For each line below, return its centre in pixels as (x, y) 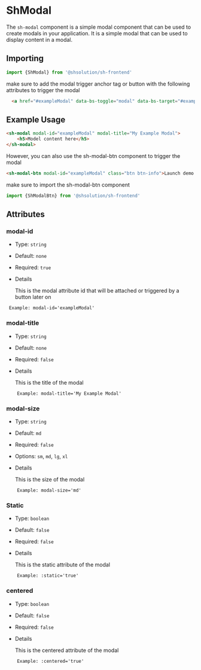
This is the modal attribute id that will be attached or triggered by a (97, 291)
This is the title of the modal (49, 382)
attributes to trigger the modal (43, 90)
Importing (25, 58)
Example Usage (36, 119)
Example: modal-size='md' (49, 490)
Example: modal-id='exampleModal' (52, 308)
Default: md (28, 433)
